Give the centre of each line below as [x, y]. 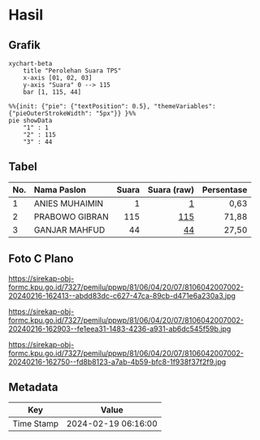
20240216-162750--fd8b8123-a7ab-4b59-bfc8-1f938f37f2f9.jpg [117, 362]
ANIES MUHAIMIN [69, 203]
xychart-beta [30, 63]
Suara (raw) [171, 190]
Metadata [33, 388]
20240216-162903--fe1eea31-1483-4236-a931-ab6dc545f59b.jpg [120, 329]
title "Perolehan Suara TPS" [72, 71]
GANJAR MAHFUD [69, 229]
